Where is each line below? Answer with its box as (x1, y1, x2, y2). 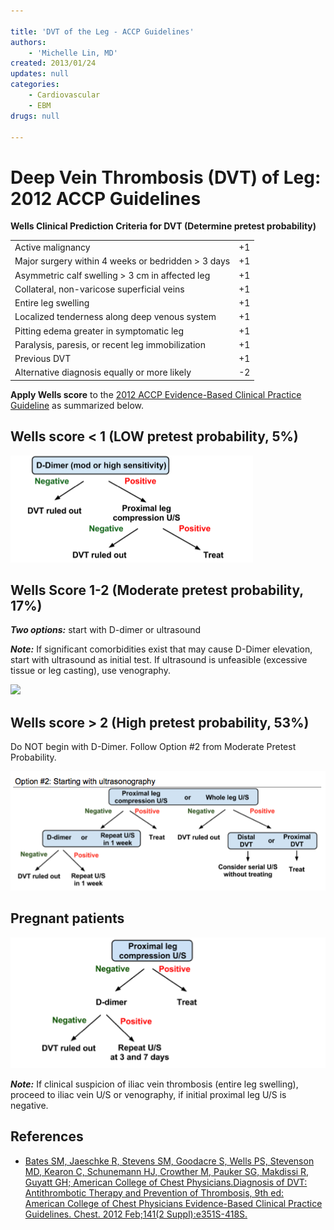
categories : (10, 80, 60, 90)
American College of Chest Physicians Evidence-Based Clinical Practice (24, 1197, 323, 1209)
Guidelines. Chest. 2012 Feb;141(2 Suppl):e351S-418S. (24, 1208, 248, 1220)
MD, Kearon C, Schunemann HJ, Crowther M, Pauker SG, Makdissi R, (24, 1165, 310, 1177)
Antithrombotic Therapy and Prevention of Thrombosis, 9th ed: (24, 1186, 285, 1199)
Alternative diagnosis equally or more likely (14, 366, 192, 379)
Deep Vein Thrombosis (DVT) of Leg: (10, 166, 322, 189)
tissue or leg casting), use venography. (10, 665, 171, 677)
